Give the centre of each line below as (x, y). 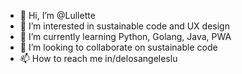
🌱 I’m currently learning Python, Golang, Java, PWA (125, 36)
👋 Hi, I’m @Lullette (57, 15)
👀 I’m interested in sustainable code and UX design (124, 26)
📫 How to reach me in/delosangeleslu (98, 58)
